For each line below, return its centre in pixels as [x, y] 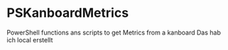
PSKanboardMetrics [68, 13]
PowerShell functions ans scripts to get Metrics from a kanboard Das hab [114, 32]
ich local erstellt [30, 39]
